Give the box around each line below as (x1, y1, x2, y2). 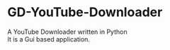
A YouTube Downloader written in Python (7, 27, 127, 36)
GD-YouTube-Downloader (7, 4, 163, 20)
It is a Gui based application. (7, 35, 91, 43)
